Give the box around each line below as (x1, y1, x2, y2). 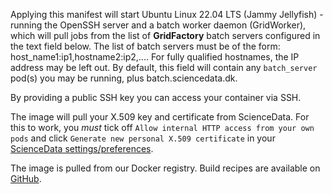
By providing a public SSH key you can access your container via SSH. (10, 92, 302, 103)
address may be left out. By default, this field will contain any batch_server (10, 62, 318, 73)
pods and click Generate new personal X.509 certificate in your (10, 132, 276, 144)
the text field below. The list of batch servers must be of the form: (10, 40, 281, 52)
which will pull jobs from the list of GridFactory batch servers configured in (10, 30, 321, 41)
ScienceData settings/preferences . (10, 143, 154, 154)
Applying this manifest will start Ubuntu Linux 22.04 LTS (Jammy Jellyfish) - (10, 9, 324, 20)
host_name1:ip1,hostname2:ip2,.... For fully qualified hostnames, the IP (10, 51, 300, 63)
